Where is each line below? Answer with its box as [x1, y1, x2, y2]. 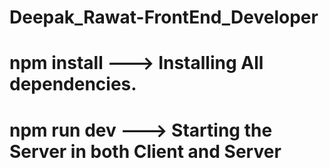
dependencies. [9, 73, 137, 96]
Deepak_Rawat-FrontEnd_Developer [9, 6, 319, 29]
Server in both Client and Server [9, 140, 282, 163]
